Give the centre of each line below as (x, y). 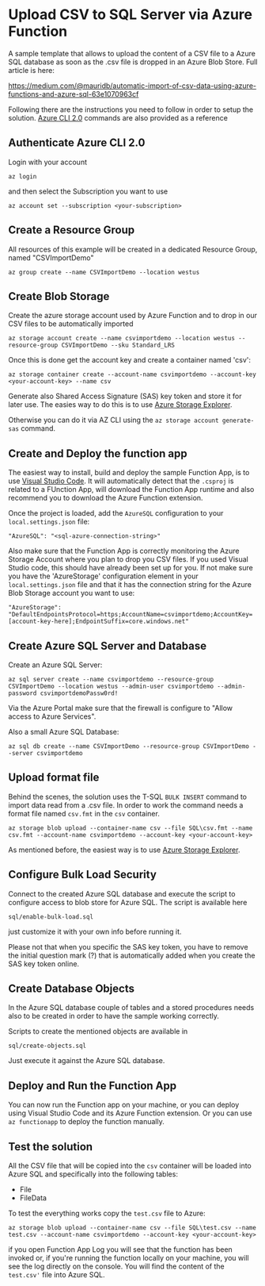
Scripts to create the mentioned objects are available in (98, 1031)
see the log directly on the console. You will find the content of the (116, 1266)
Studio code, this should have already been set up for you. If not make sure (131, 568)
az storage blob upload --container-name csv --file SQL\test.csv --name (132, 1228)
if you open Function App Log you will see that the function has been (121, 1250)
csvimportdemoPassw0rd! (79, 693)
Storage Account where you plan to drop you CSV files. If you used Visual (129, 559)
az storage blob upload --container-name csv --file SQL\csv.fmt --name (131, 828)
